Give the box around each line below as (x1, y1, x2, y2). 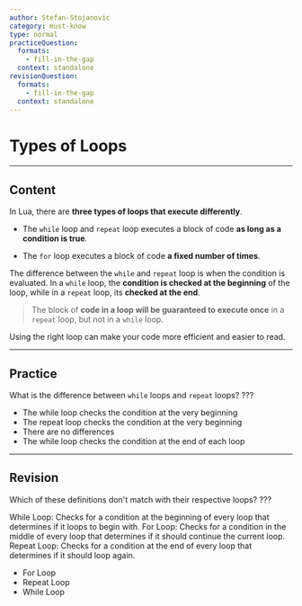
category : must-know (9, 22, 87, 31)
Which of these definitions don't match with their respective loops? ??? (9, 494, 272, 504)
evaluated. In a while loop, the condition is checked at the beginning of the (9, 278, 290, 289)
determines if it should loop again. (9, 549, 136, 560)
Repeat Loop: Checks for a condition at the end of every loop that (9, 540, 253, 551)
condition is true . (22, 233, 88, 244)
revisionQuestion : (9, 72, 78, 81)
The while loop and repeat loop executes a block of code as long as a (22, 224, 281, 235)
